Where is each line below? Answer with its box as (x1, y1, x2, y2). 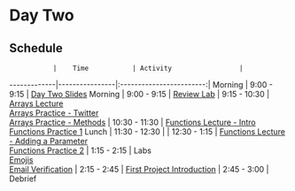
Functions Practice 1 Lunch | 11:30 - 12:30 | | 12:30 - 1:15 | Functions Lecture (9, 126, 286, 137)
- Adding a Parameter (9, 136, 89, 146)
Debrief (9, 173, 37, 184)
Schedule (9, 41, 64, 56)
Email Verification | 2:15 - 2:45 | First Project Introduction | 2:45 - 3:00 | (9, 164, 269, 174)
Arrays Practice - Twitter (9, 108, 99, 118)
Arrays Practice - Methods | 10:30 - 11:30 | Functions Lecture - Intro (9, 117, 256, 127)
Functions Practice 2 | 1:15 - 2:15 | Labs (9, 145, 152, 156)
